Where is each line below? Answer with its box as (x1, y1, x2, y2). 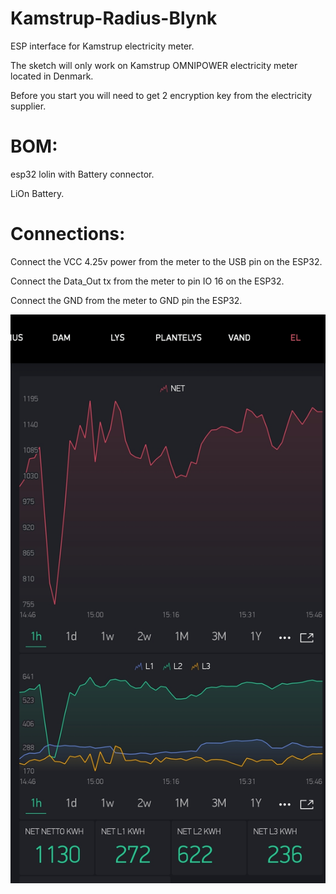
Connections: (10, 223, 126, 246)
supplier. (10, 100, 47, 112)
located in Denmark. (10, 70, 94, 82)
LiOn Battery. (10, 187, 65, 199)
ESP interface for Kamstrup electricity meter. (10, 40, 195, 52)
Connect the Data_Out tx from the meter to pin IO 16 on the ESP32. (10, 275, 285, 287)
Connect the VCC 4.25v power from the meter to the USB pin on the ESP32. (10, 255, 323, 267)
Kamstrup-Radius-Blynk (10, 7, 218, 30)
